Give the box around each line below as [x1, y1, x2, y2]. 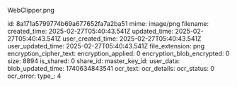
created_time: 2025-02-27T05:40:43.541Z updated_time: [7, 27, 174, 35]
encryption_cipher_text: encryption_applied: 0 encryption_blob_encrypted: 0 [7, 49, 230, 58]
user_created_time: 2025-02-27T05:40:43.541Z [62, 34, 202, 43]
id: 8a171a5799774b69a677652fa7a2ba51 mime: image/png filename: [7, 20, 209, 27]
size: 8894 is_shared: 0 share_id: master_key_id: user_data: [7, 57, 180, 65]
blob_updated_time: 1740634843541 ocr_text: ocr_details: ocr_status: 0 [7, 65, 214, 72]
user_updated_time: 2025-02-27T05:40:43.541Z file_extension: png [7, 42, 205, 50]
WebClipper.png [7, 6, 54, 14]
